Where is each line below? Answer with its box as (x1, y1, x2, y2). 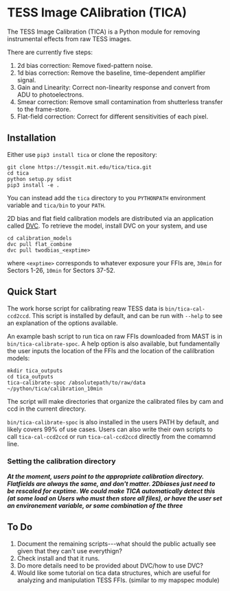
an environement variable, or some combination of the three (7, 501, 183, 509)
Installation (7, 132, 56, 144)
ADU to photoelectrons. (16, 91, 84, 99)
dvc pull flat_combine (7, 241, 72, 248)
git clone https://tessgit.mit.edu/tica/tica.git (7, 163, 152, 171)
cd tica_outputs (7, 373, 54, 380)
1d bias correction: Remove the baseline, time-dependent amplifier (16, 69, 206, 77)
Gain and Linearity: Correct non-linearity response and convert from (16, 83, 211, 91)
